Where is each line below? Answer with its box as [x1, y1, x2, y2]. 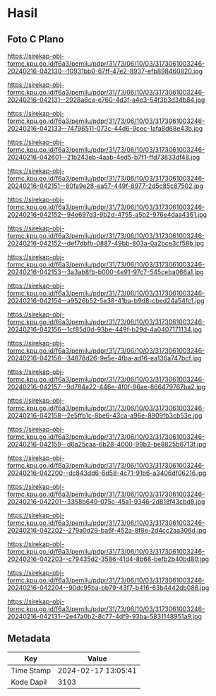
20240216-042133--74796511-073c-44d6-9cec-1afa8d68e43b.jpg [7, 124, 203, 132]
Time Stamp [11, 666, 52, 676]
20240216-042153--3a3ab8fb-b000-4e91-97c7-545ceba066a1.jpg [7, 268, 204, 276]
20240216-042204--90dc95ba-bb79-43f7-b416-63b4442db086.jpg [7, 584, 210, 591]
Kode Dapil [11, 677, 47, 687]
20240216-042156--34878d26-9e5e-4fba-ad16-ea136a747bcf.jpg [7, 354, 203, 362]
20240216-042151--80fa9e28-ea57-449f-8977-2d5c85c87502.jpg [7, 182, 203, 190]
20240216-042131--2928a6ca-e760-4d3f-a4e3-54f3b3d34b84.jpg [7, 95, 205, 104]
